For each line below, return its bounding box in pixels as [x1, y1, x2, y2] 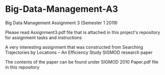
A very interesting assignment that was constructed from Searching [5, 44, 144, 50]
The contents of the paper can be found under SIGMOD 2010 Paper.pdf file [5, 59, 159, 65]
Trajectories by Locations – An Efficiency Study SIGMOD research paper [5, 49, 153, 55]
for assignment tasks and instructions [5, 35, 82, 40]
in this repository [5, 64, 40, 70]
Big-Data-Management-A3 [5, 3, 118, 15]
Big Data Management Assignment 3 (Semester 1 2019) [5, 20, 118, 26]
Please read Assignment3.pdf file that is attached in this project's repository [5, 29, 161, 35]
